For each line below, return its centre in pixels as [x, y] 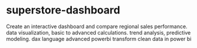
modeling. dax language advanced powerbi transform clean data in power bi [99, 39]
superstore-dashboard [63, 10]
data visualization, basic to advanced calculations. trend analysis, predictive [98, 32]
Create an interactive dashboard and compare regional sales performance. [97, 26]
